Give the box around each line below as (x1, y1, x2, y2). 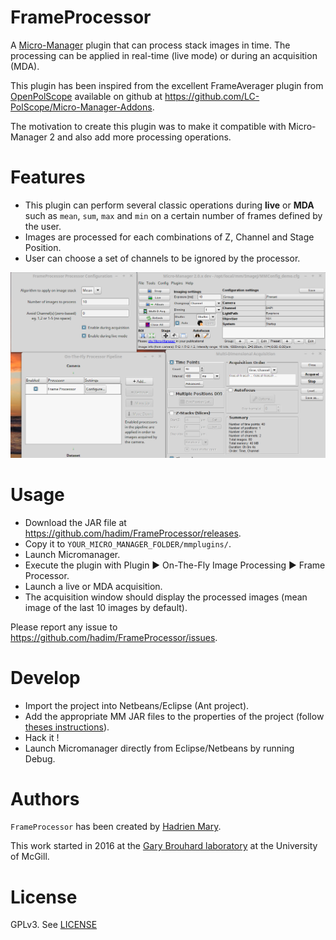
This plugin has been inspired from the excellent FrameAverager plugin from (10, 79, 324, 91)
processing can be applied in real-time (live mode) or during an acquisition (10, 49, 318, 61)
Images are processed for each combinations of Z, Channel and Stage (24, 231, 315, 243)
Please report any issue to (10, 621, 118, 633)
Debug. (24, 752, 56, 765)
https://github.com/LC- (164, 90, 260, 102)
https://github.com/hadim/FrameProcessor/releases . (24, 527, 242, 539)
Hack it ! (24, 731, 60, 743)
